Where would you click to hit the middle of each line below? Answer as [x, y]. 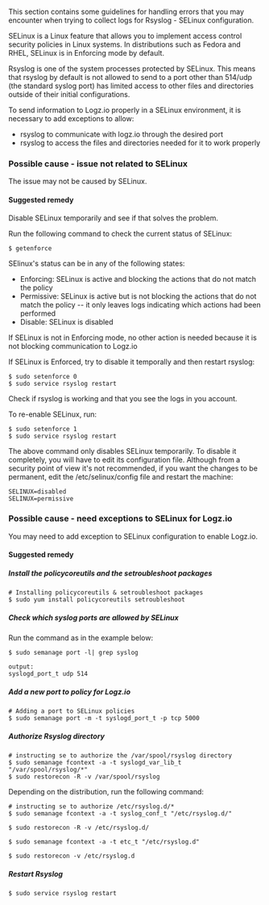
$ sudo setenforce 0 [43, 376]
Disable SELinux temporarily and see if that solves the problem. [114, 218]
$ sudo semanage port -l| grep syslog [73, 653]
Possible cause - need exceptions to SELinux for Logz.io [120, 518]
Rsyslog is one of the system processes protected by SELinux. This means [132, 69]
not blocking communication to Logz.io [73, 346]
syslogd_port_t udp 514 [48, 674]
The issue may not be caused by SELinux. [78, 182]
